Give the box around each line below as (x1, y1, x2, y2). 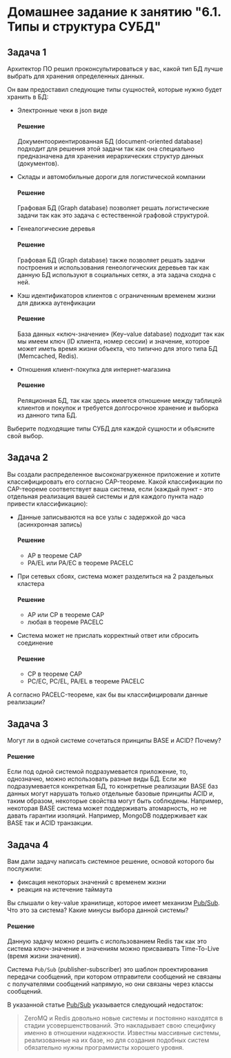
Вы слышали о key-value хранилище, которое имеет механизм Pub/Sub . (7, 899, 221, 907)
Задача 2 (7, 452, 48, 464)
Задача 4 (7, 839, 49, 851)
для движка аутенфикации (17, 299, 96, 307)
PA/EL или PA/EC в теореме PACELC (27, 559, 134, 567)
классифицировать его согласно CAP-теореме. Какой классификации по (7, 478, 223, 486)
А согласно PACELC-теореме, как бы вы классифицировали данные (7, 690, 208, 699)
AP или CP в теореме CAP (27, 611, 105, 619)
